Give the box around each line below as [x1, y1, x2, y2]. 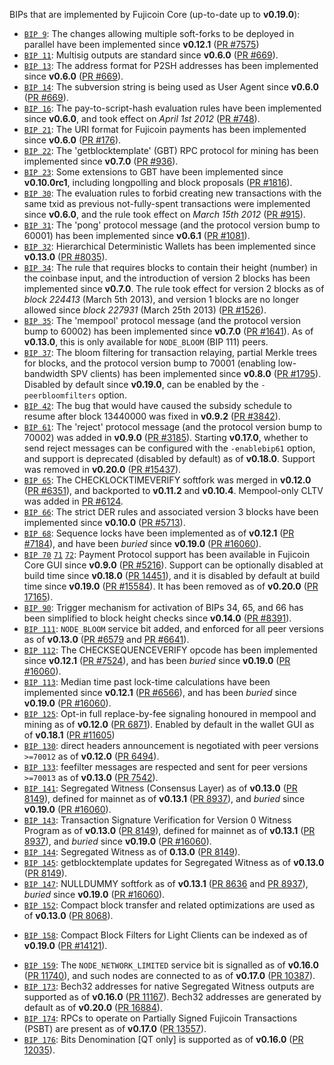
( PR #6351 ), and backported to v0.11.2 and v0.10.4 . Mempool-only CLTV [23, 485, 324, 496]
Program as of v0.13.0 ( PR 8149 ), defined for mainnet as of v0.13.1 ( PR [23, 825, 316, 836]
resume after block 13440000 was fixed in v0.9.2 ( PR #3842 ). [23, 410, 281, 422]
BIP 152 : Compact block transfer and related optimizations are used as [23, 899, 316, 911]
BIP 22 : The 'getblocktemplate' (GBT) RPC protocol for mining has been [23, 145, 319, 156]
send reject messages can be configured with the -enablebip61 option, [23, 442, 316, 454]
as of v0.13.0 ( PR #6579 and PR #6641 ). [23, 634, 190, 645]
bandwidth [23, 368, 69, 379]
